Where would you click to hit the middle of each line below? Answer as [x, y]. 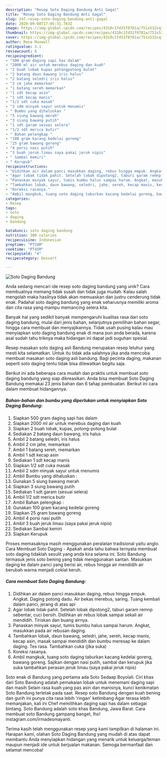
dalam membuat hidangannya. [36, 389]
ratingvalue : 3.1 [24, 47]
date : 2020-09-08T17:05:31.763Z [39, 24]
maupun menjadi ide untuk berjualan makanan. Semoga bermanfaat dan [79, 745]
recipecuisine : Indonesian [33, 240]
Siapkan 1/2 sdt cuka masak [41, 465]
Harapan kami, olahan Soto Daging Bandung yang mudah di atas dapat [78, 734]
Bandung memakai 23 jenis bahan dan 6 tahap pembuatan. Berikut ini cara [82, 384]
